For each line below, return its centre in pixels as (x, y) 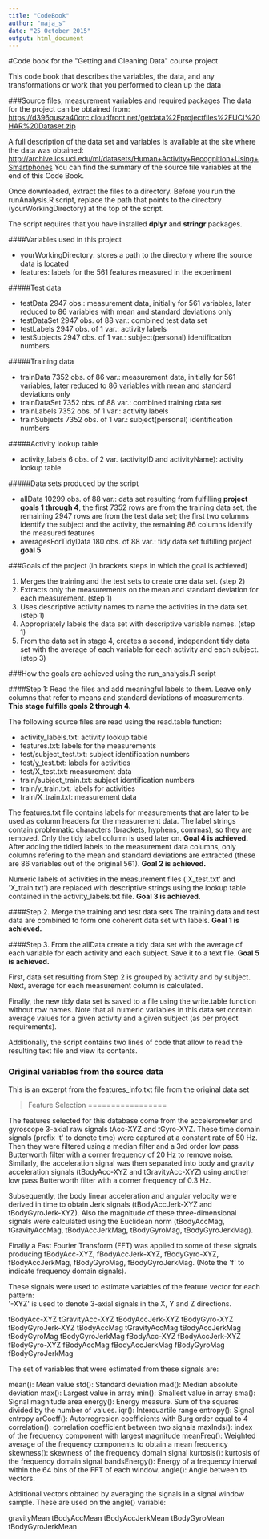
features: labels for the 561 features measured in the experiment (126, 272)
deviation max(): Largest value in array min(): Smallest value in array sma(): (132, 1393)
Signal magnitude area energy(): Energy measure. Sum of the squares (123, 1401)
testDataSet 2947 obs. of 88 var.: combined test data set (113, 320)
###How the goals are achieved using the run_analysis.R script (112, 674)
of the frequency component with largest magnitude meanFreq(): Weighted (132, 1435)
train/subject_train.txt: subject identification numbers (107, 780)
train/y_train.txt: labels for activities (78, 788)
